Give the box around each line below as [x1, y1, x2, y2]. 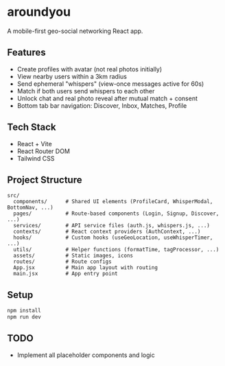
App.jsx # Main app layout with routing [13, 264, 158, 271]
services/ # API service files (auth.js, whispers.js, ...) [13, 222, 211, 229]
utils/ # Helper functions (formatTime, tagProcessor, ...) [13, 247, 220, 253]
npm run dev [7, 314, 41, 321]
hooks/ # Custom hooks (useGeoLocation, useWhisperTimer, [13, 234, 213, 241]
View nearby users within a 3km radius [16, 72, 128, 80]
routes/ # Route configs [13, 258, 112, 265]
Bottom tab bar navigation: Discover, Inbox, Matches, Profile [16, 101, 187, 110]
